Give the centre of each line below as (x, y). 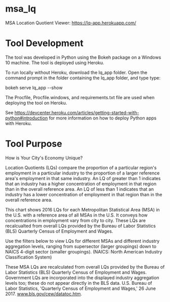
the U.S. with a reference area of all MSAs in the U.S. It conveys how (76, 215)
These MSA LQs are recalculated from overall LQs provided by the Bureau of (85, 267)
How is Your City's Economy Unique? (44, 158)
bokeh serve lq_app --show (34, 88)
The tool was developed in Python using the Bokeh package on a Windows (83, 57)
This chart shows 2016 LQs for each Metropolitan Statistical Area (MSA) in (83, 209)
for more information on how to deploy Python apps (103, 118)
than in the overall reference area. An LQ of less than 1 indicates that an (80, 189)
